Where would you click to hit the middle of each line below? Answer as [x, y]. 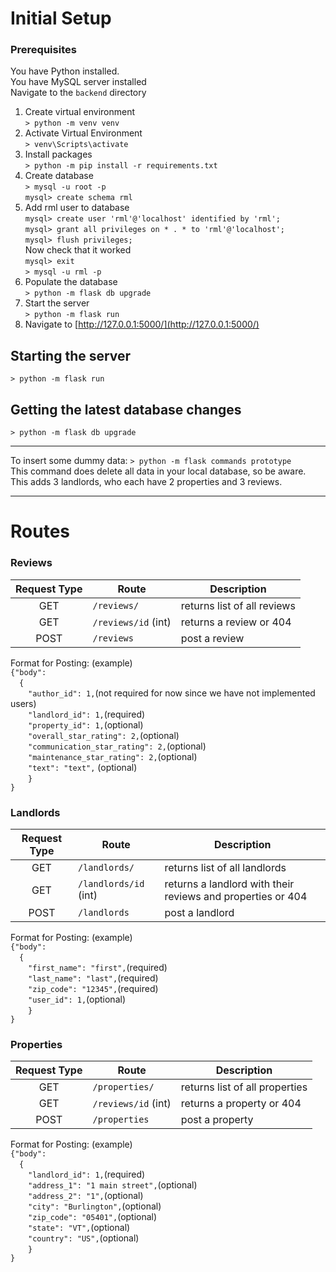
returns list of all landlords [225, 867]
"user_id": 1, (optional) [77, 999]
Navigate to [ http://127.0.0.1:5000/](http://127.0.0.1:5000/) [142, 324]
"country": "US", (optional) [84, 1238]
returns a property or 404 [241, 1104]
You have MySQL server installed [78, 82]
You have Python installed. [65, 71]
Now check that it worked [78, 250]
